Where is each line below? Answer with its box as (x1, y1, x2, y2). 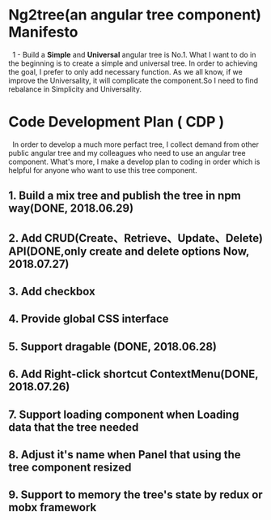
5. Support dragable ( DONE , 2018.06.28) (8, 339, 217, 354)
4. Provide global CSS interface (8, 312, 169, 326)
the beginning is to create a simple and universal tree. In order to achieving (8, 58, 258, 68)
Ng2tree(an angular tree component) (8, 6, 261, 24)
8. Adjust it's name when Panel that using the (8, 448, 241, 462)
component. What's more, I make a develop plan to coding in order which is (8, 157, 260, 166)
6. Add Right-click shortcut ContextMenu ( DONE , (8, 367, 259, 381)
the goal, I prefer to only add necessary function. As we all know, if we (8, 67, 243, 76)
